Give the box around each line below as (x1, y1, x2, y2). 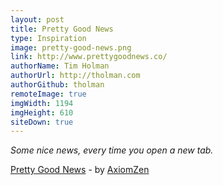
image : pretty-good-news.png (10, 42, 132, 53)
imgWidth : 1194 (10, 98, 74, 108)
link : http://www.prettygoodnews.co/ (10, 52, 168, 62)
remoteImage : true (10, 89, 87, 99)
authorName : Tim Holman (10, 61, 110, 71)
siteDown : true (10, 117, 74, 127)
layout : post (10, 14, 65, 25)
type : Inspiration (10, 33, 87, 43)
